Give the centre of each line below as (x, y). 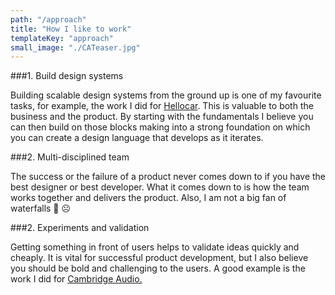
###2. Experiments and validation (80, 228)
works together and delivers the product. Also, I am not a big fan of (148, 198)
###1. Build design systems (67, 76)
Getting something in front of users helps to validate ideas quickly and (155, 247)
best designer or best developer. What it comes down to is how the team (160, 187)
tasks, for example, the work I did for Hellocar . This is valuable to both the (162, 106)
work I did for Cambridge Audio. (76, 279)
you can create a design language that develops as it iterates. (137, 138)
